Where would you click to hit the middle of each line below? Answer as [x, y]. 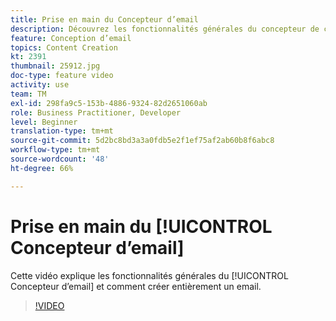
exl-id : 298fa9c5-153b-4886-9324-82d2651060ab [109, 103]
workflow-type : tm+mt [55, 150]
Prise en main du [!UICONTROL [141, 226]
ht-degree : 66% [42, 168]
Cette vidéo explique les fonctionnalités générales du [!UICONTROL [149, 275]
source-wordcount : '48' [60, 159]
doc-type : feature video [62, 76]
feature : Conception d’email [71, 38]
